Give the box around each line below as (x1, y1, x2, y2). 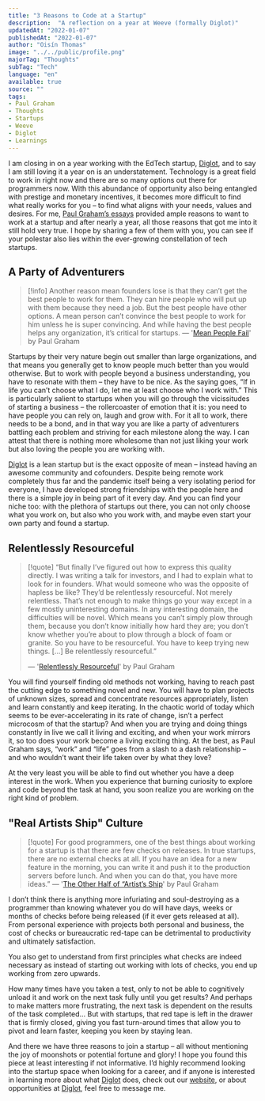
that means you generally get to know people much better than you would (8, 361, 249, 370)
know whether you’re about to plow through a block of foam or (27, 630, 232, 639)
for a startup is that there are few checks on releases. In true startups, (27, 846, 256, 855)
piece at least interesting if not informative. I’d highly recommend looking (8, 1057, 246, 1068)
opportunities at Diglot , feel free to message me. (8, 1083, 166, 1092)
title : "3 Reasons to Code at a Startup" (8, 11, 147, 20)
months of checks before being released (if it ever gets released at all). (8, 911, 240, 921)
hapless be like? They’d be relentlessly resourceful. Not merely (27, 588, 233, 597)
